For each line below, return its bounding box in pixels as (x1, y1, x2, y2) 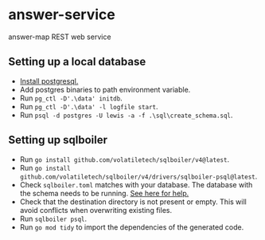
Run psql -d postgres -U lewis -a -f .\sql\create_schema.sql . (19, 110, 233, 120)
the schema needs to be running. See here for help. (19, 188, 189, 198)
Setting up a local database (8, 55, 146, 69)
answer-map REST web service (8, 32, 111, 41)
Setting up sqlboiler (8, 133, 107, 147)
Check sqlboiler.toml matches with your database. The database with (19, 179, 253, 189)
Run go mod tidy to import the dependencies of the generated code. (19, 222, 244, 232)
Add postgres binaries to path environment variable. (19, 85, 191, 94)
